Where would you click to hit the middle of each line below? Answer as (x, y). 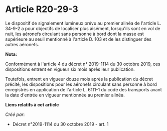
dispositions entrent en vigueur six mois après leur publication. (70, 69)
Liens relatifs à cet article (32, 104)
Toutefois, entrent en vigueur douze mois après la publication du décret (79, 79)
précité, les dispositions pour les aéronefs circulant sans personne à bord (81, 84)
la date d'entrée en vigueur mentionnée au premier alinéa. (65, 95)
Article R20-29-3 (42, 9)
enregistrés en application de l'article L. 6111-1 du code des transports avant (83, 89)
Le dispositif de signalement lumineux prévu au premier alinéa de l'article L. (83, 23)
